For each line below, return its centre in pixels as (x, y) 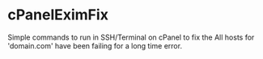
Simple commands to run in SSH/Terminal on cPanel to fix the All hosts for (131, 37)
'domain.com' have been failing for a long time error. (95, 45)
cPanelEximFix (58, 15)
